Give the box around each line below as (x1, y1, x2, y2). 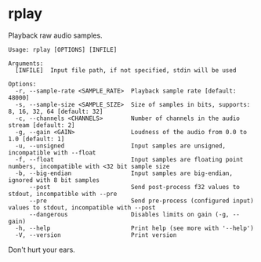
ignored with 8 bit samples (8, 176, 100, 184)
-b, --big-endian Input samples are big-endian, (15, 169, 234, 177)
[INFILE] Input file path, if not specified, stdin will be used (15, 66, 237, 75)
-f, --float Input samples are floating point (15, 155, 244, 163)
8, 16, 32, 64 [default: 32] (8, 107, 103, 115)
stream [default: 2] (8, 121, 76, 129)
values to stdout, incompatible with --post (8, 203, 156, 212)
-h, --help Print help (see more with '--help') (15, 224, 255, 232)
